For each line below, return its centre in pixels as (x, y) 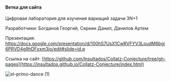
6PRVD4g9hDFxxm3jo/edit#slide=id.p (45, 49)
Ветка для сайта (23, 7)
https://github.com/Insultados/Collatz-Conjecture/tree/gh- (104, 59)
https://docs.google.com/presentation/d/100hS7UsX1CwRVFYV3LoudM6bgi (85, 44)
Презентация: (20, 38)
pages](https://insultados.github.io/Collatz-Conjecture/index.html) (75, 64)
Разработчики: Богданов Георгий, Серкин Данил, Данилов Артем (77, 29)
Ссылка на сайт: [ (24, 59)
